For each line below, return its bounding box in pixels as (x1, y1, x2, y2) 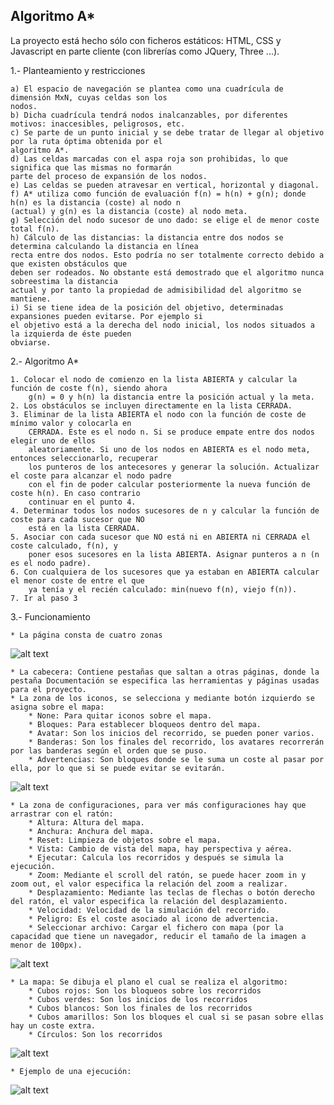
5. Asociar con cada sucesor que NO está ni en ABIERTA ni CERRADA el (10, 532, 311, 542)
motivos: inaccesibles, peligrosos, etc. (10, 119, 186, 129)
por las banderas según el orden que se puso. (10, 745, 208, 756)
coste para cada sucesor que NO (10, 514, 145, 524)
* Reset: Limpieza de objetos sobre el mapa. (28, 835, 222, 845)
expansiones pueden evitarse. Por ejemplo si (10, 311, 203, 321)
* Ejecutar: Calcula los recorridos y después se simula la (28, 852, 284, 863)
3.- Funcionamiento (10, 610, 91, 623)
